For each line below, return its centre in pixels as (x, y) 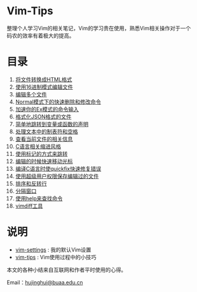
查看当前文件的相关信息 (44, 139)
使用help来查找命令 (39, 198)
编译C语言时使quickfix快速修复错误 (58, 168)
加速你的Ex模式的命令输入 (47, 109)
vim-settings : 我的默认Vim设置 (53, 249)
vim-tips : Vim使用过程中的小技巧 (56, 257)
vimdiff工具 (29, 206)
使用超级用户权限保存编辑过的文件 (57, 176)
